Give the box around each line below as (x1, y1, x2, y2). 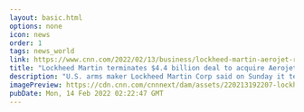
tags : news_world (9, 47, 75, 56)
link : (9, 55, 30, 64)
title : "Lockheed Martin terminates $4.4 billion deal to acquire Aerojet (9, 64, 298, 73)
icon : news (9, 30, 51, 39)
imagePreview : (9, 80, 63, 89)
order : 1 (9, 38, 43, 48)
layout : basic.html (9, 13, 83, 23)
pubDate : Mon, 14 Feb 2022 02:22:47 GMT (9, 89, 165, 98)
